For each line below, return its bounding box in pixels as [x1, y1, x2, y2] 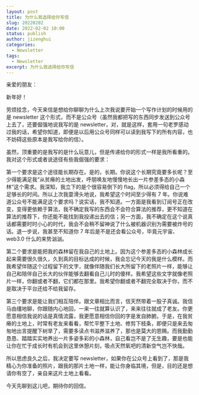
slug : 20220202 [6, 20, 44, 26]
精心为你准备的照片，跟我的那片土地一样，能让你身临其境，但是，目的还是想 [6, 362, 193, 369]
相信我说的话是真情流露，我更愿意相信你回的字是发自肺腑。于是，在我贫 [16, 312, 193, 320]
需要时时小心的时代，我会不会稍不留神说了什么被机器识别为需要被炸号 [16, 220, 188, 227]
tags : [6, 53, 20, 59]
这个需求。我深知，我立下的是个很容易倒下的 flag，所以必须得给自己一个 [14, 184, 191, 191]
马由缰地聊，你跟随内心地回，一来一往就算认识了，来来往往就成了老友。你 [6, 305, 188, 312]
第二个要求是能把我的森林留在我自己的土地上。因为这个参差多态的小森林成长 [6, 248, 193, 255]
